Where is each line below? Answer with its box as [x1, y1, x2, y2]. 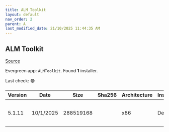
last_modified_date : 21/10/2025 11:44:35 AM [5, 26, 100, 31]
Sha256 [97, 91, 117, 98]
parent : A [5, 21, 26, 27]
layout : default [5, 12, 39, 17]
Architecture [121, 91, 153, 98]
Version [8, 91, 27, 98]
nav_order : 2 [5, 17, 33, 22]
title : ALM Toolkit [5, 7, 46, 13]
